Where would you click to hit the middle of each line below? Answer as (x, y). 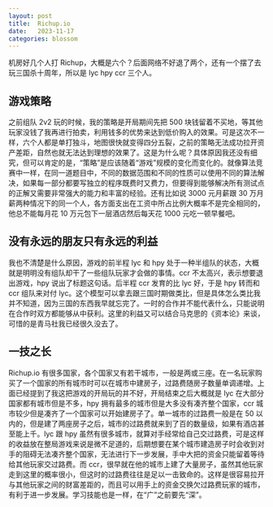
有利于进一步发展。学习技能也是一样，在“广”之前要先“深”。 (107, 494)
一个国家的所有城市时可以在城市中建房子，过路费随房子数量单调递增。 (140, 383)
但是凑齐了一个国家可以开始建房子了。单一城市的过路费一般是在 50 (142, 413)
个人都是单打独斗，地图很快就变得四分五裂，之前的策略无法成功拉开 (143, 142)
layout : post (30, 16)
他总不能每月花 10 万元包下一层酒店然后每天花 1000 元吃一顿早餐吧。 (124, 214)
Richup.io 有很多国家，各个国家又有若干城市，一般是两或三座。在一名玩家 (132, 373)
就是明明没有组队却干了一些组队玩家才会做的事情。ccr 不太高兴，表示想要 (132, 272)
